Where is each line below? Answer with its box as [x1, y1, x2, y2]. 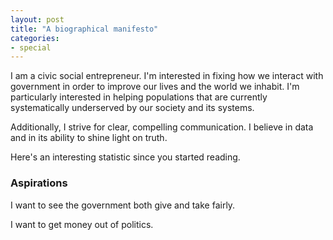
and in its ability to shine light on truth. [10, 132, 168, 144]
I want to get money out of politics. [10, 218, 154, 230]
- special [10, 42, 52, 53]
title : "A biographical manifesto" [10, 24, 159, 34]
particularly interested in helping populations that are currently [10, 91, 268, 103]
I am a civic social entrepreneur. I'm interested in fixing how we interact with [10, 70, 324, 82]
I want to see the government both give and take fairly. [10, 199, 236, 211]
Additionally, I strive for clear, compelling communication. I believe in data [10, 121, 314, 133]
